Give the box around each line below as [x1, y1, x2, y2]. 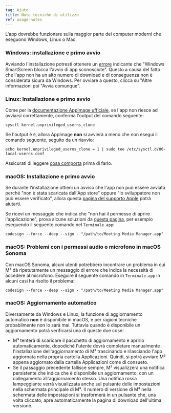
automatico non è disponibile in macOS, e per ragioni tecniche [5, 316, 137, 322]
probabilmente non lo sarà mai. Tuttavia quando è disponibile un [5, 322, 141, 328]
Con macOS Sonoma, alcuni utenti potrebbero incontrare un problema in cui [5, 262, 165, 268]
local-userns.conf [5, 151, 45, 156]
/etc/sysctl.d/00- [126, 146, 166, 151]
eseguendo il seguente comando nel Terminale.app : [5, 222, 115, 228]
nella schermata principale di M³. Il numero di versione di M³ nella [12, 386, 152, 392]
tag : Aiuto [5, 7, 29, 13]
